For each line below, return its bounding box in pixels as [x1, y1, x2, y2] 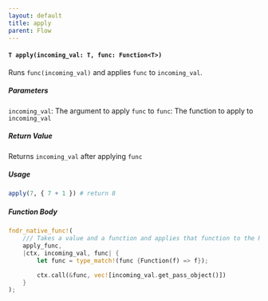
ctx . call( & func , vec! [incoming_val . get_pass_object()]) [37, 271, 227, 279]
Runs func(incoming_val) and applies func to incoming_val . [8, 67, 203, 77]
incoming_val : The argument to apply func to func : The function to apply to [8, 105, 254, 116]
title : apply [8, 19, 52, 27]
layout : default [8, 11, 62, 20]
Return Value [8, 131, 53, 141]
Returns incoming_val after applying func [8, 151, 143, 160]
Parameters [8, 85, 49, 96]
